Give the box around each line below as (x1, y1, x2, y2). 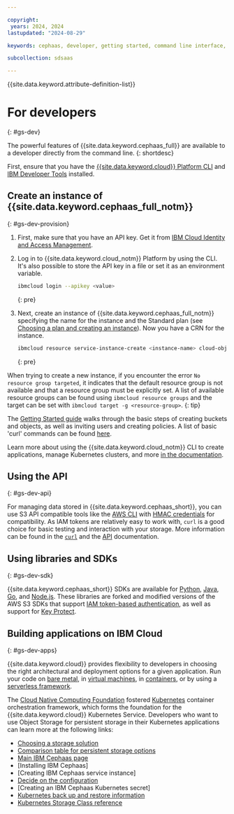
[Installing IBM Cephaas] (17, 761, 89, 770)
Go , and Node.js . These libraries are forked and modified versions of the (7, 593, 216, 601)
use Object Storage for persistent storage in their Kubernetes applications (7, 718, 220, 726)
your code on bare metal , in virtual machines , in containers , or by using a (7, 675, 217, 683)
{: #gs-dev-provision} (7, 219, 70, 228)
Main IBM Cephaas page (17, 754, 89, 762)
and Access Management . (17, 240, 93, 249)
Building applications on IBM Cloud (7, 628, 163, 640)
